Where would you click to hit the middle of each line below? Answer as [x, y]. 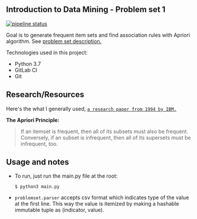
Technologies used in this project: [47, 53]
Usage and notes [38, 162]
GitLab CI [26, 70]
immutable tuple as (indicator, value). [59, 210]
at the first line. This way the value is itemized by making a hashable [97, 204]
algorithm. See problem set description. [54, 41]
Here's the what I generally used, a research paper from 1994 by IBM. [91, 109]
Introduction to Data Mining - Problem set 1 [86, 10]
